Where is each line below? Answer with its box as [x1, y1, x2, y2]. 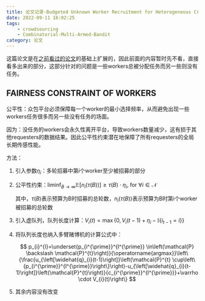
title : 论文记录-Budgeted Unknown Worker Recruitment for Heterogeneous [6, 9, 192, 15]
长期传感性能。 [6, 141, 44, 148]
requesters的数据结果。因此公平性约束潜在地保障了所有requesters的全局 [11, 133, 194, 140]
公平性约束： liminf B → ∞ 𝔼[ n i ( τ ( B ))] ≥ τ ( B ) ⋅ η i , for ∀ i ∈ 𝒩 [15, 181, 157, 190]
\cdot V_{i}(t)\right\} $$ [78, 275, 136, 283]
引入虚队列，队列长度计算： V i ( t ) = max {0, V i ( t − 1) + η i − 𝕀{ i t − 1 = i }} [15, 217, 185, 225]
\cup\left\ [172, 256, 195, 263]
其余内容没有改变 [15, 288, 59, 295]
